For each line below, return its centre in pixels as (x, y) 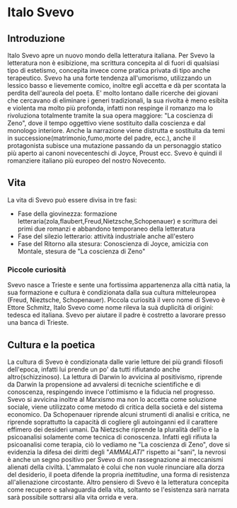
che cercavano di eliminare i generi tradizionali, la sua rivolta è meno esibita (118, 100)
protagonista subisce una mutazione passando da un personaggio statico (114, 145)
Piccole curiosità (37, 270)
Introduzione (36, 39)
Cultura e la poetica (51, 345)
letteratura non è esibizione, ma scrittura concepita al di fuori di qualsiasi (113, 63)
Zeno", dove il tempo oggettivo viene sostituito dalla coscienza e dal (106, 123)
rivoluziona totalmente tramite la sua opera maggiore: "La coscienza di (110, 115)
